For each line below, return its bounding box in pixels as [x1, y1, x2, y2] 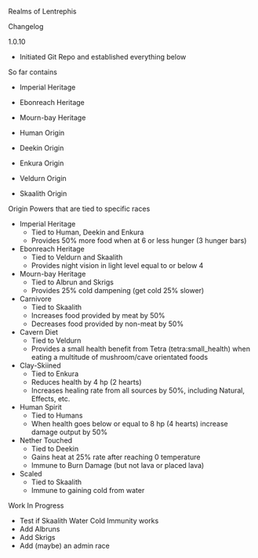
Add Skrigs [19, 533, 56, 542]
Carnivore [19, 294, 53, 303]
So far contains [8, 67, 57, 77]
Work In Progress [8, 501, 64, 510]
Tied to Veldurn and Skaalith [31, 252, 123, 262]
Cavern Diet [19, 328, 59, 336]
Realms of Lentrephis [8, 7, 77, 16]
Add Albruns [19, 524, 60, 534]
